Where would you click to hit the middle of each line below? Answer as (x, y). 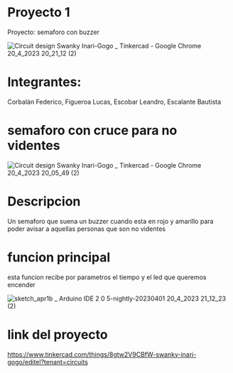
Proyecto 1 (39, 12)
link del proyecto (58, 334)
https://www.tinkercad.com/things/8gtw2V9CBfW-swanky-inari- (102, 354)
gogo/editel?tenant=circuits (48, 362)
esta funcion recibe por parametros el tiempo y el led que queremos (107, 277)
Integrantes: (44, 82)
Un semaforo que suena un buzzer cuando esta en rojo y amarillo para (110, 221)
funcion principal (59, 257)
